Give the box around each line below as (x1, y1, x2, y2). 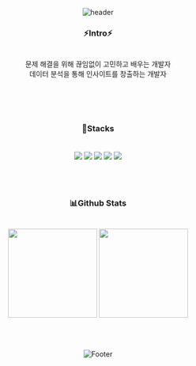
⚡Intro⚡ (83, 28, 113, 39)
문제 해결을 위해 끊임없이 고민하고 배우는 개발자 (24, 59, 171, 69)
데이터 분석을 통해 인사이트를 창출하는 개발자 (29, 70, 167, 79)
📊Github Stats (69, 198, 127, 209)
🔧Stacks (81, 123, 115, 134)
